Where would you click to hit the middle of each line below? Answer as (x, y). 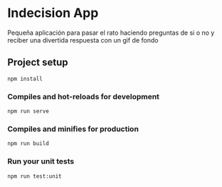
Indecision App (53, 13)
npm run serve (28, 111)
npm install (25, 79)
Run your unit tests (41, 161)
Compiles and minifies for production (73, 129)
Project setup (38, 63)
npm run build (28, 144)
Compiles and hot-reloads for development (84, 96)
